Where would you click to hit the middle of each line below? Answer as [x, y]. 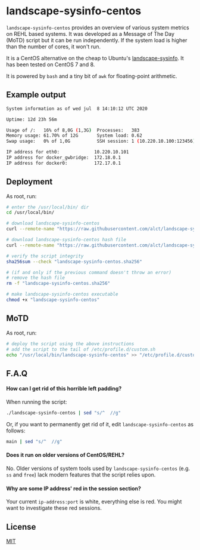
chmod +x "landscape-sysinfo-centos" [53, 300]
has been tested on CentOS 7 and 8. [51, 64]
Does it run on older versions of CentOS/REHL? [65, 455]
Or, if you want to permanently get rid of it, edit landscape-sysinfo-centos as [100, 424]
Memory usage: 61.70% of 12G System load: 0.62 [74, 136]
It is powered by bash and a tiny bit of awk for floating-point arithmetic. [92, 76]
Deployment [29, 182]
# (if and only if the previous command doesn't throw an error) [89, 272]
